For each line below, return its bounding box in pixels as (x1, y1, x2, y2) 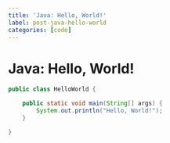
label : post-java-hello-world (8, 19, 107, 27)
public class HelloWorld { (8, 85, 96, 94)
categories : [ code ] (8, 26, 72, 34)
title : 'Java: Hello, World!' (8, 11, 107, 20)
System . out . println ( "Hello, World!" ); (36, 107, 163, 115)
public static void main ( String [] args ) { (22, 99, 163, 108)
